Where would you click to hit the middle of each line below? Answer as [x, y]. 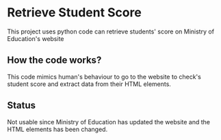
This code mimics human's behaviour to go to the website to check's [104, 76]
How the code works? [54, 60]
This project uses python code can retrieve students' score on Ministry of [110, 31]
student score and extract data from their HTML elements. [89, 84]
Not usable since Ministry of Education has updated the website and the [109, 122]
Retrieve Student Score [74, 13]
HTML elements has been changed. [57, 129]
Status [22, 106]
